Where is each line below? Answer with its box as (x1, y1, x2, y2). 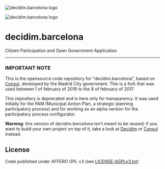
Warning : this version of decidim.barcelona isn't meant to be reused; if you (5, 121, 158, 127)
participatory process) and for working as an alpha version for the (5, 106, 138, 112)
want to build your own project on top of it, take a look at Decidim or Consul (5, 126, 158, 132)
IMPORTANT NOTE (5, 64, 51, 71)
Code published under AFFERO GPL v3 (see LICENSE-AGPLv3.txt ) (5, 159, 139, 165)
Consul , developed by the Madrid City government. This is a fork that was (5, 81, 155, 87)
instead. (5, 131, 22, 137)
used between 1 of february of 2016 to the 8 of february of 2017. (5, 86, 135, 92)
